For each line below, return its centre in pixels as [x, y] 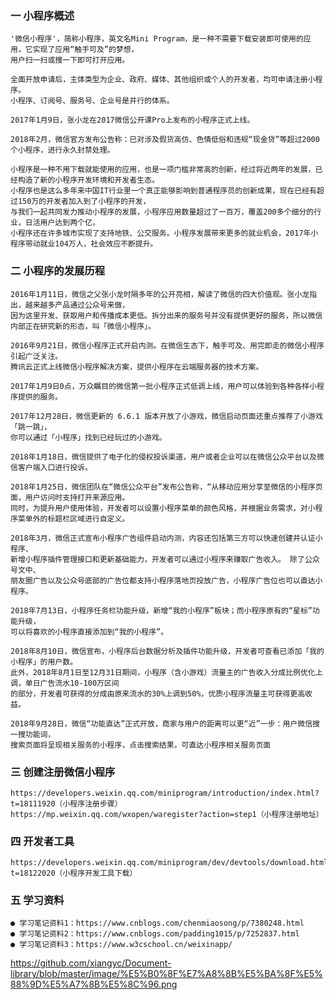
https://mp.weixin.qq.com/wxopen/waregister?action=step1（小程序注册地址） [167, 814]
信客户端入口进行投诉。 [51, 467]
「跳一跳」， [31, 427]
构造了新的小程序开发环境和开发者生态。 [88, 180]
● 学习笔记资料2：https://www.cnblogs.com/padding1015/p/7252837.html [155, 934]
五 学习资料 [37, 900]
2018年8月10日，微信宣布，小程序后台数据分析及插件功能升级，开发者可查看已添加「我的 [167, 651]
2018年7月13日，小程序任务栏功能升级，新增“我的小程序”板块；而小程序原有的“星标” [161, 610]
